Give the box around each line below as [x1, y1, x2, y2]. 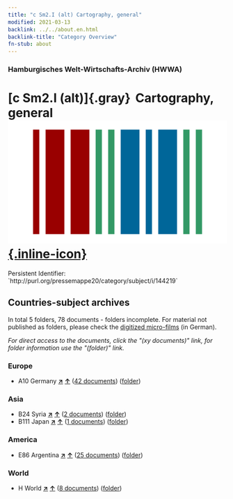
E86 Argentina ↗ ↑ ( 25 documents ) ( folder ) [17, 450, 143, 459]
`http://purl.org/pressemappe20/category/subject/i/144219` [8, 276, 178, 285]
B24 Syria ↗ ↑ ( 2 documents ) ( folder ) [17, 410, 127, 418]
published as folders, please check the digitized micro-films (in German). [8, 323, 217, 331]
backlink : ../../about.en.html [8, 26, 99, 33]
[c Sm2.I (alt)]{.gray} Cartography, [8, 91, 214, 106]
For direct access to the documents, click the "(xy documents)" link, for [8, 336, 213, 344]
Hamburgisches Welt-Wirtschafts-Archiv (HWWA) [8, 65, 183, 75]
